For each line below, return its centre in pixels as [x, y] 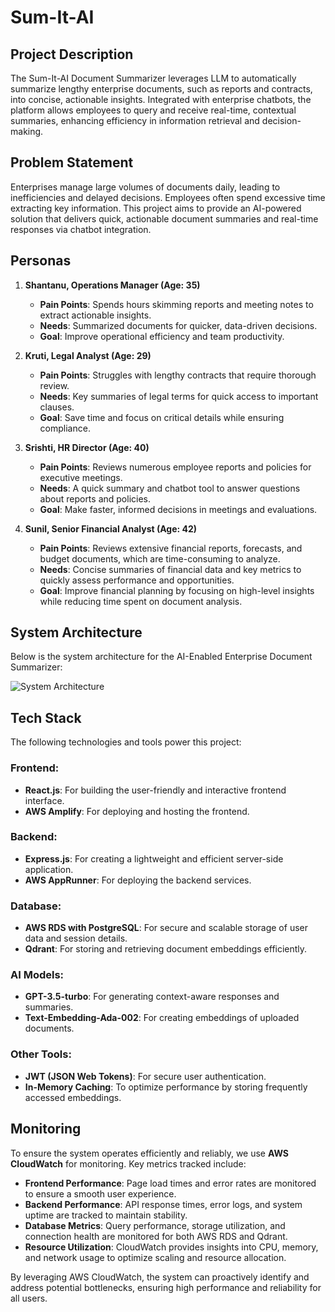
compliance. [65, 428]
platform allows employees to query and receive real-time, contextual [153, 110]
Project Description [72, 54]
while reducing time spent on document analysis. [141, 601]
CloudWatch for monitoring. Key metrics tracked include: [128, 1163]
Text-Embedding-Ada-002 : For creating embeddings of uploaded [162, 1018]
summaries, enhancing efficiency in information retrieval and [135, 120]
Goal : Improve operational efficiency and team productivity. [162, 336]
